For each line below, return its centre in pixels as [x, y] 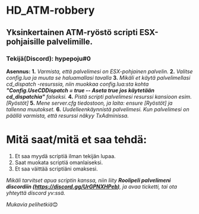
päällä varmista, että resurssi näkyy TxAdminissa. [67, 115]
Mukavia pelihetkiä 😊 [32, 204]
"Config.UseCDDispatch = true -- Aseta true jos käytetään [80, 90]
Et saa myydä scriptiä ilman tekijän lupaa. [65, 156]
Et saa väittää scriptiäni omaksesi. [56, 169]
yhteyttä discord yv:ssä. [36, 193]
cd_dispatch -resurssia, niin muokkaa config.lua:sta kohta [78, 84]
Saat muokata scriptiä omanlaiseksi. [59, 162]
